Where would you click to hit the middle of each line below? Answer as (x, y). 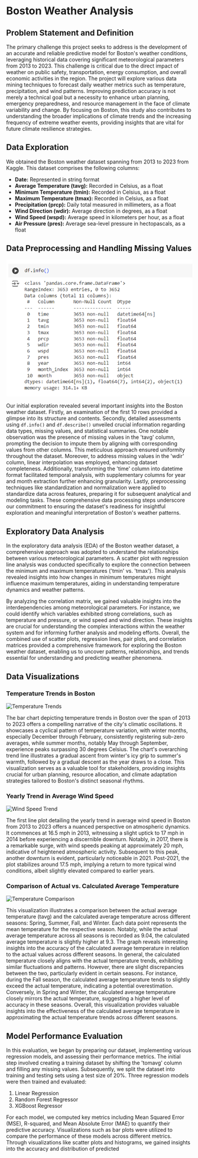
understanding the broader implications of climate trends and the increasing (99, 116)
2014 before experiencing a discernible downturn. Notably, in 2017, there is (97, 839)
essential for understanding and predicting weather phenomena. (85, 658)
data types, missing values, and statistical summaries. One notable (87, 431)
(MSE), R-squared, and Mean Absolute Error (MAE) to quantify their (88, 1124)
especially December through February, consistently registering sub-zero (95, 736)
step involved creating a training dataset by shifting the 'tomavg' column (94, 1063)
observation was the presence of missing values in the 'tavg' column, (91, 437)
